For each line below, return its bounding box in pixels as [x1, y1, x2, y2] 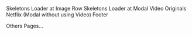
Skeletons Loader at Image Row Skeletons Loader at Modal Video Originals [6, 5, 187, 12]
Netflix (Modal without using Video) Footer [6, 11, 108, 18]
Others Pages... [6, 23, 44, 29]
